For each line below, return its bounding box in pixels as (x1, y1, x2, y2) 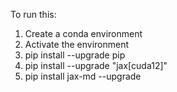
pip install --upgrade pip (24, 49, 126, 61)
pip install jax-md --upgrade (24, 70, 142, 82)
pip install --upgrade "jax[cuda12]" (24, 60, 168, 71)
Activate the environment (24, 39, 130, 50)
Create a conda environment (24, 28, 143, 39)
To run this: (10, 9, 57, 20)
